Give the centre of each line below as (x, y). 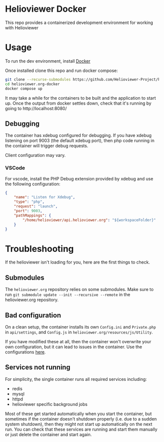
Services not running (38, 367)
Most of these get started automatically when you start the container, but (79, 414)
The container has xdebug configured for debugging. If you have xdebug (78, 135)
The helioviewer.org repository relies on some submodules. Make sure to (79, 289)
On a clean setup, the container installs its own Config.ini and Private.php (81, 327)
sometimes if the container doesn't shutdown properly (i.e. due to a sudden (81, 419)
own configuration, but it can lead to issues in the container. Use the (74, 347)
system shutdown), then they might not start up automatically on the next (79, 424)
